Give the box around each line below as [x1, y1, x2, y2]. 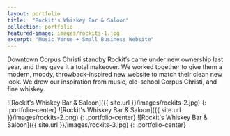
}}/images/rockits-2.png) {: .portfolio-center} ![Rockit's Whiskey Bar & [7, 113, 208, 122]
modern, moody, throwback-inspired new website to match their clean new [7, 70, 223, 79]
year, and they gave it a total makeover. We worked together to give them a [7, 63, 223, 71]
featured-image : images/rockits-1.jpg [7, 29, 120, 37]
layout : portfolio [7, 10, 61, 17]
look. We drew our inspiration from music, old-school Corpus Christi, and [7, 77, 217, 86]
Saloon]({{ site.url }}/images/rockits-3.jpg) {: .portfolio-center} [7, 121, 186, 129]
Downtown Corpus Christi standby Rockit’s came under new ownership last [7, 55, 224, 63]
